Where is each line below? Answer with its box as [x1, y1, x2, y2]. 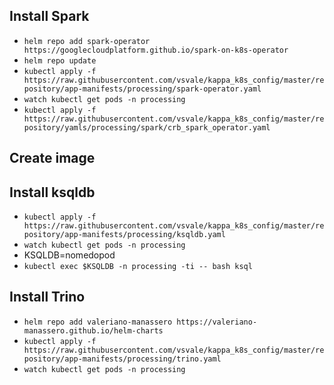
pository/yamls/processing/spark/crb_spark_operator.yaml [23, 122, 271, 133]
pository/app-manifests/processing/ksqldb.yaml [23, 230, 226, 240]
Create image [9, 150, 96, 167]
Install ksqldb [9, 184, 96, 201]
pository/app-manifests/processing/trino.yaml [23, 354, 222, 364]
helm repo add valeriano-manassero [23, 317, 173, 327]
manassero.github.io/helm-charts [23, 325, 164, 336]
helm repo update [23, 55, 97, 66]
